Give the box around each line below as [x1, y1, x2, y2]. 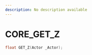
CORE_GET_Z [5, 28, 60, 40]
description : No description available [5, 7, 88, 12]
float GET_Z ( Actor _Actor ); [5, 45, 63, 50]
